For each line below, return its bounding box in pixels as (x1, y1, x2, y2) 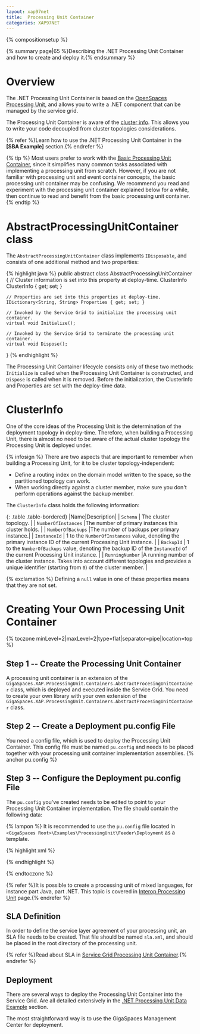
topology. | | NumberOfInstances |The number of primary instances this (6, 520, 178, 527)
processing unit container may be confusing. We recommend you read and (6, 180, 190, 187)
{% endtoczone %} (6, 870, 54, 877)
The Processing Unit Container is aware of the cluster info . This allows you (6, 119, 189, 126)
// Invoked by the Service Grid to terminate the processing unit (6, 331, 174, 337)
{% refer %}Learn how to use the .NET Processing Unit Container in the (6, 136, 182, 144)
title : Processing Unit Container (6, 14, 95, 20)
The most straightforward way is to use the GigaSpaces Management (6, 1015, 177, 1022)
